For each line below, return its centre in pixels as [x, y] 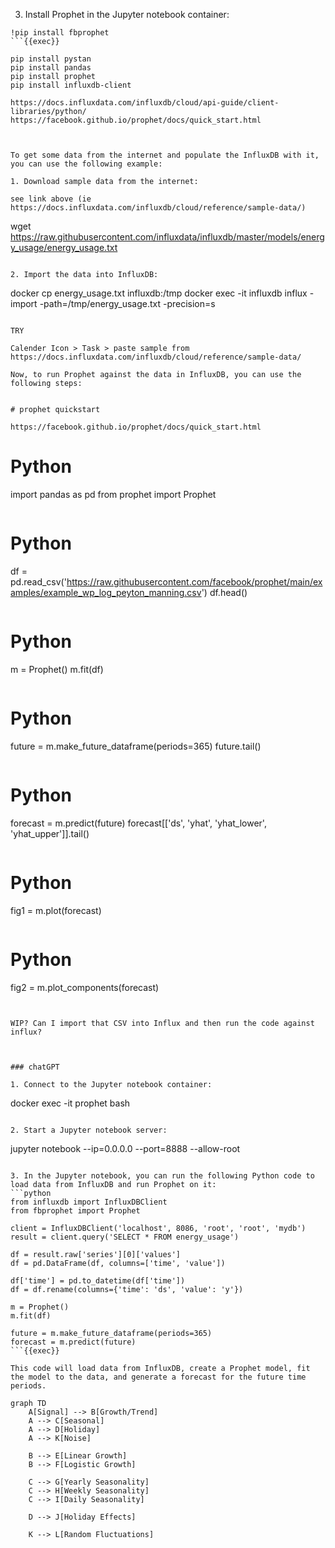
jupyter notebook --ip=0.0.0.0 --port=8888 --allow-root [125, 1148]
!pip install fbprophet [60, 33]
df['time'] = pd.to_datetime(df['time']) [98, 1280]
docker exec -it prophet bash [70, 1103]
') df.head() [224, 592]
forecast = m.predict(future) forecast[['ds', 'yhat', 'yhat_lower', [138, 823]
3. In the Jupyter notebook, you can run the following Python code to [162, 1175]
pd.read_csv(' [38, 581]
